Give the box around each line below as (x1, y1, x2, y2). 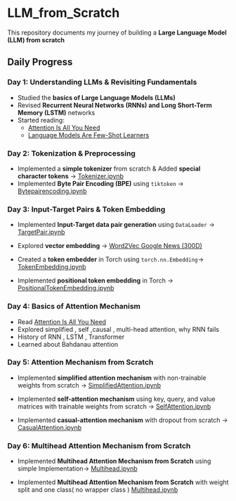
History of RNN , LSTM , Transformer (17, 333, 125, 341)
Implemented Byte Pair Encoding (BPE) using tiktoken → (17, 179, 184, 187)
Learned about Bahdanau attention (17, 340, 118, 348)
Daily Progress (7, 56, 73, 68)
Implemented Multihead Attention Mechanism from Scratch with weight (17, 478, 229, 487)
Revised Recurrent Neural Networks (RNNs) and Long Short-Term (17, 101, 212, 109)
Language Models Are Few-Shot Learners (27, 130, 150, 139)
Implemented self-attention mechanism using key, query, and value (17, 395, 216, 403)
